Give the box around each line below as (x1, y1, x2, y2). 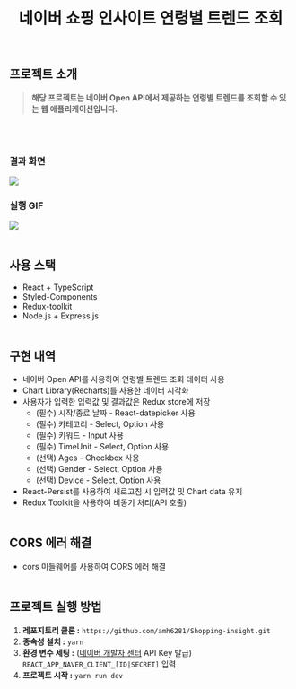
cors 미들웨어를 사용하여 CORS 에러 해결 (22, 561, 166, 571)
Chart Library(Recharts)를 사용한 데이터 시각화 (22, 385, 189, 396)
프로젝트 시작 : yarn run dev (22, 669, 124, 680)
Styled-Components (22, 292, 98, 302)
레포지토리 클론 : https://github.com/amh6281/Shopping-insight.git (22, 624, 271, 635)
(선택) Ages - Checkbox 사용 (35, 452, 140, 463)
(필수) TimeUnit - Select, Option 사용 (35, 440, 170, 451)
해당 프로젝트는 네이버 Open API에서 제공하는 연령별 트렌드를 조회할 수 (30, 92, 278, 103)
